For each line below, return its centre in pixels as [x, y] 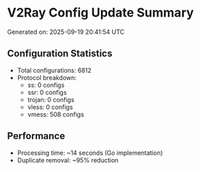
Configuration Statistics [60, 54]
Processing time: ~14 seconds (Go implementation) [90, 153]
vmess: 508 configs [56, 114]
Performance [36, 136]
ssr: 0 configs [47, 92]
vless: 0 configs [50, 107]
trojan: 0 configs [51, 100]
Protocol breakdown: [47, 77]
